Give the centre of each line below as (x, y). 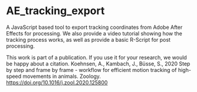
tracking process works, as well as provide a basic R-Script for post (88, 40)
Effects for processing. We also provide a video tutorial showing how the (94, 33)
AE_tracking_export (55, 11)
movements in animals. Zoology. (62, 76)
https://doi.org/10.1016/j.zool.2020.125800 (57, 82)
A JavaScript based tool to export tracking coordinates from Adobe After (94, 27)
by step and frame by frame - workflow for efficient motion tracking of (91, 70)
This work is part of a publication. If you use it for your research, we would (96, 57)
